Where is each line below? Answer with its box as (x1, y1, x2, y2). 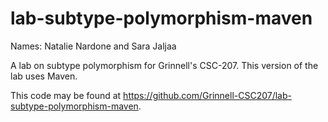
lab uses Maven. (10, 70, 78, 82)
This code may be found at (10, 89, 122, 101)
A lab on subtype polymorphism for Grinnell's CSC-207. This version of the (10, 59, 319, 71)
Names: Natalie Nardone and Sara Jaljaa (10, 40, 177, 52)
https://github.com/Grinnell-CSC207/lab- (123, 89, 292, 101)
